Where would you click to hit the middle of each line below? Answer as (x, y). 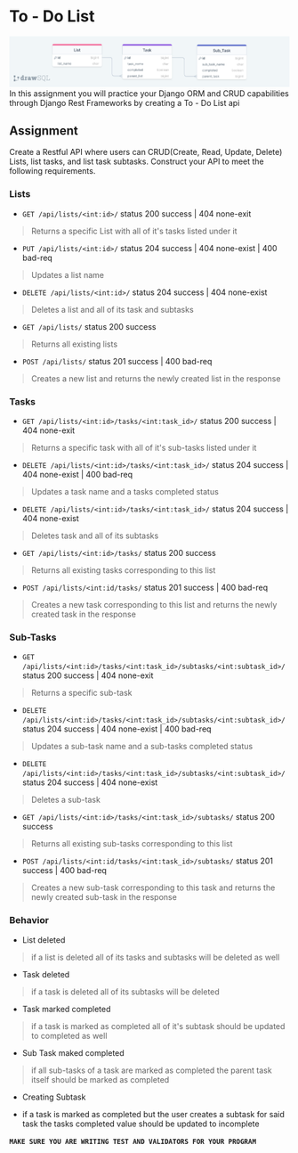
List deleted (44, 940)
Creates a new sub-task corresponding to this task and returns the (153, 887)
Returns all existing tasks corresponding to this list (123, 570)
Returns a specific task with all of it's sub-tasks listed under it (144, 447)
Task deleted (46, 974)
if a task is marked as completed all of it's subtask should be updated (158, 1026)
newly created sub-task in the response (104, 897)
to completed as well (69, 1035)
